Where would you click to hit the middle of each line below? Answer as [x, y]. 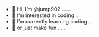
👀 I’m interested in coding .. [45, 15]
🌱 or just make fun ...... [39, 28]
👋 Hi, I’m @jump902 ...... [41, 9]
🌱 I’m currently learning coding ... [52, 21]
